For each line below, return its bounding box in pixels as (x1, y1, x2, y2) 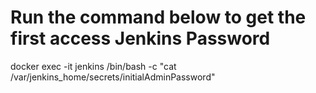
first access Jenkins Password (10, 27, 271, 50)
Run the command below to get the (10, 6, 307, 29)
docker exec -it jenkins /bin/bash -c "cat (10, 60, 177, 72)
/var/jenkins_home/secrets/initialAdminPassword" (10, 71, 216, 83)
